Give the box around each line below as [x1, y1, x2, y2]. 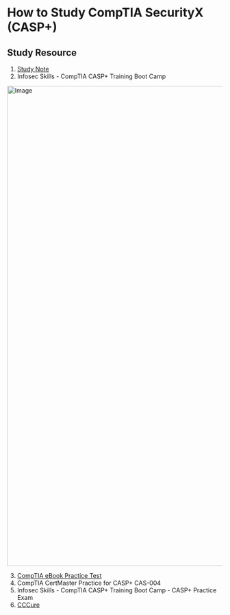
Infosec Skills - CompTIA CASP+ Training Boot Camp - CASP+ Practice [16, 586, 217, 594]
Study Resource [7, 47, 77, 58]
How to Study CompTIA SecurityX [7, 5, 204, 21]
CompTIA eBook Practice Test [16, 572, 102, 579]
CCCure [16, 601, 40, 609]
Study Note [16, 65, 49, 73]
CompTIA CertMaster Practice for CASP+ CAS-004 [16, 579, 162, 587]
